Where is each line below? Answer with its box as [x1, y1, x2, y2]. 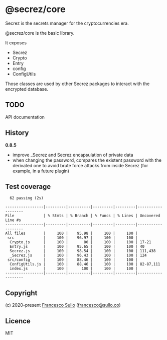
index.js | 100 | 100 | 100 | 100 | [10, 266, 138, 271]
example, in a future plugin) [12, 168, 69, 174]
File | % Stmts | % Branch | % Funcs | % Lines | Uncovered [5, 213, 160, 219]
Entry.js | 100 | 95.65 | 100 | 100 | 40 [10, 244, 144, 249]
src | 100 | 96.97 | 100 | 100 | [7, 235, 138, 240]
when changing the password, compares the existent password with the [12, 157, 162, 163]
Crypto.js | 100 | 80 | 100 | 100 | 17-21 [10, 240, 151, 245]
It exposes [5, 39, 27, 46]
